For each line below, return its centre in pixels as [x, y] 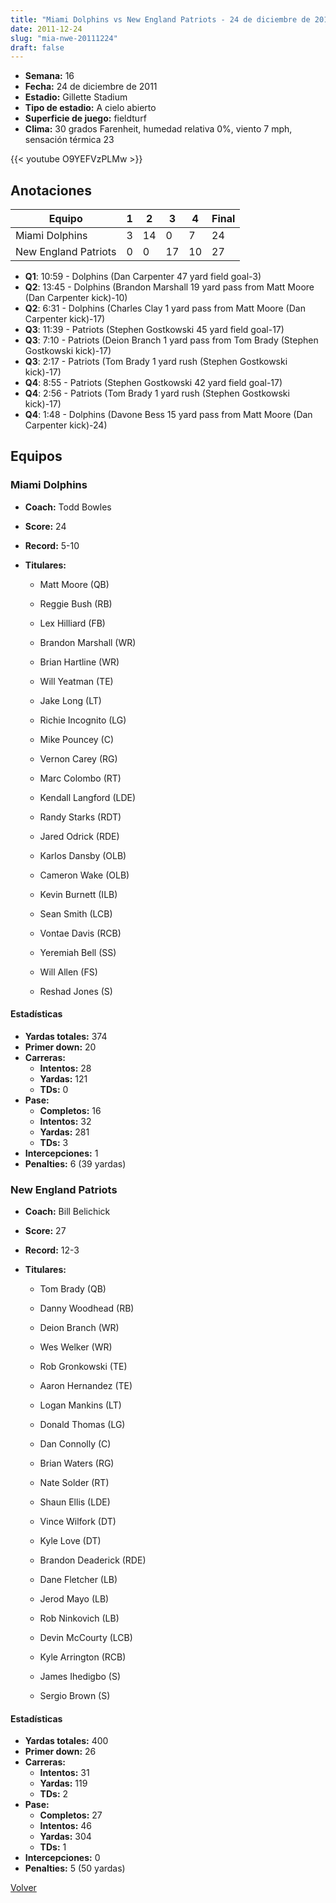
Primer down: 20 [60, 1047]
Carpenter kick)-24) [66, 425]
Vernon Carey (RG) [78, 758]
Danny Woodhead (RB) [87, 1308]
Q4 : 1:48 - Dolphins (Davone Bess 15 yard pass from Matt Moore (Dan [168, 415]
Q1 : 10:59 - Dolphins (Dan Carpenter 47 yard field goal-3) [143, 277]
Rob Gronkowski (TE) [83, 1367]
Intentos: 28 [65, 1068]
